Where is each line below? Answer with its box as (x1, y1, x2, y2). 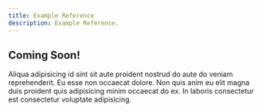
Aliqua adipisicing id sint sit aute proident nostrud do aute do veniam (8, 69, 233, 79)
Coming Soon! (8, 48, 81, 62)
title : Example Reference (8, 11, 94, 20)
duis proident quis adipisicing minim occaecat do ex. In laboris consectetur (8, 87, 255, 96)
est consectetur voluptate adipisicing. (8, 95, 132, 104)
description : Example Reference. (8, 19, 119, 27)
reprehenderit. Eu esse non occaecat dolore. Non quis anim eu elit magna (8, 78, 250, 87)
